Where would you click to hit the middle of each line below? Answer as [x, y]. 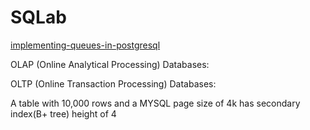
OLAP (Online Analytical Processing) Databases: [110, 64]
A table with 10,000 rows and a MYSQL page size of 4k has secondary [155, 103]
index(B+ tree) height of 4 [63, 113]
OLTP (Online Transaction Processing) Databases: [113, 83]
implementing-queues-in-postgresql [85, 45]
